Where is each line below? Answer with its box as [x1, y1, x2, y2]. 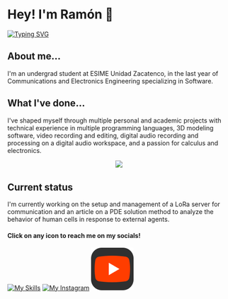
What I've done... [7, 97, 86, 109]
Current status [7, 181, 73, 193]
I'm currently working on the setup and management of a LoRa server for [7, 200, 221, 208]
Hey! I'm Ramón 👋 [7, 6, 114, 23]
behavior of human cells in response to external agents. [7, 215, 170, 224]
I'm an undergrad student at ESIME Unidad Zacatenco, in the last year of [7, 69, 219, 77]
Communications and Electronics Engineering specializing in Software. [7, 77, 214, 85]
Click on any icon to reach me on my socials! [7, 231, 141, 239]
